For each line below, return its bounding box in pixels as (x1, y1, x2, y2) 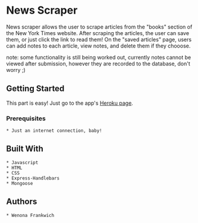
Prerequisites (6, 114, 46, 123)
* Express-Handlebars (6, 175, 60, 181)
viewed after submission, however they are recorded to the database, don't (6, 60, 190, 67)
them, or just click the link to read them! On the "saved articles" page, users (6, 36, 192, 43)
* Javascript (6, 159, 39, 165)
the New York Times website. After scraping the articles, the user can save (6, 29, 189, 36)
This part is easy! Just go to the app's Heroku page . (6, 99, 134, 106)
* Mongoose (6, 180, 33, 186)
